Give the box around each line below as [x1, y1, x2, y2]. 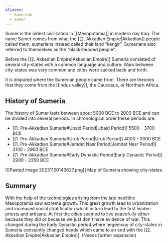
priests [5, 211, 20, 217]
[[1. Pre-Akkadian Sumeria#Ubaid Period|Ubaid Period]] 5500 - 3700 [12, 125, 155, 131]
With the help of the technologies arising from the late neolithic [5, 195, 135, 201]
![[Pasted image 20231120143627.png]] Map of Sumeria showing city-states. [5, 167, 163, 173]
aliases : [5, 7, 24, 13]
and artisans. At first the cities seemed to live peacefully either [20, 211, 149, 217]
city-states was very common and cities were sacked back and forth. [5, 67, 148, 73]
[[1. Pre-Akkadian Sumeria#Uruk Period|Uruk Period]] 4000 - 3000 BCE [12, 136, 161, 142]
